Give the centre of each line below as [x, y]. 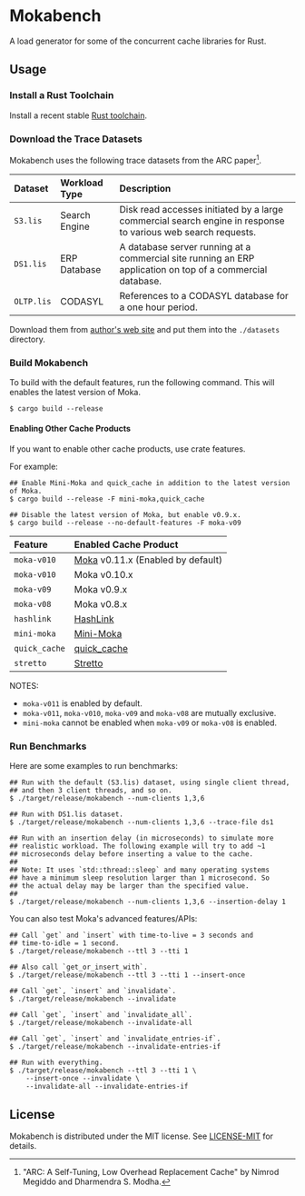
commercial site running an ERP [187, 258]
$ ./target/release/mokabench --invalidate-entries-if [115, 1047]
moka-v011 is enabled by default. [82, 703]
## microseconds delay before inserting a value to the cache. [132, 854]
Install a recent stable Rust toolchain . [79, 115]
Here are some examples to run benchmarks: [94, 766]
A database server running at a [185, 246]
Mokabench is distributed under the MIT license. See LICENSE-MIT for [142, 1136]
